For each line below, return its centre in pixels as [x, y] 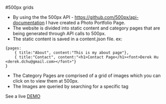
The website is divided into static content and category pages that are [86, 28]
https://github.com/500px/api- [107, 17]
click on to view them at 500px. [46, 81]
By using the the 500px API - [43, 17]
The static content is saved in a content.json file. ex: [67, 39]
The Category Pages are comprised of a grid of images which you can [87, 75]
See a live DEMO [23, 96]
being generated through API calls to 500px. [59, 33]
